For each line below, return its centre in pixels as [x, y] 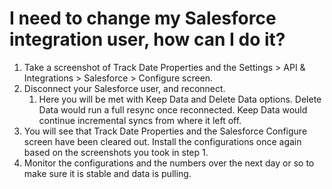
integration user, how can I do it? [147, 39]
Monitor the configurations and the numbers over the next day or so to [169, 163]
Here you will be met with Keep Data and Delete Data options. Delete [180, 99]
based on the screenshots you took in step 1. [116, 152]
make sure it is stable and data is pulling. [107, 173]
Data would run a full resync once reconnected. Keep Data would [173, 109]
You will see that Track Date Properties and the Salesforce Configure [165, 131]
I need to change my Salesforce [143, 18]
